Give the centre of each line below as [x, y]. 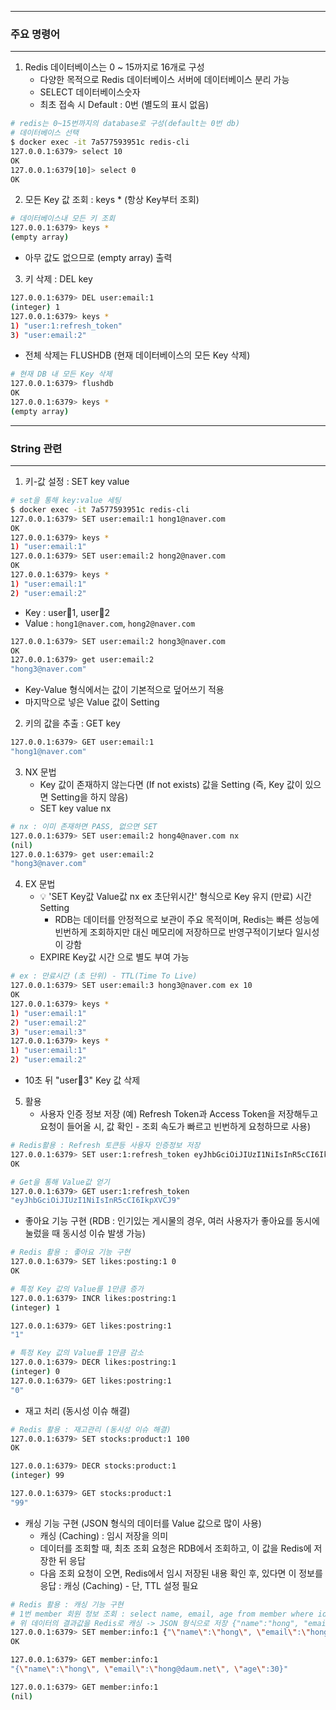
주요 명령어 [35, 34]
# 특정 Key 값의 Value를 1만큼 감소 [77, 1353]
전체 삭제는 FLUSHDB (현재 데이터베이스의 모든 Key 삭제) [137, 355]
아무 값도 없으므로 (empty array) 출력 [98, 258]
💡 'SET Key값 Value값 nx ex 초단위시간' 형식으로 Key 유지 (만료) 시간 [175, 897]
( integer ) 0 [35, 1372]
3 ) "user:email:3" [48, 1032]
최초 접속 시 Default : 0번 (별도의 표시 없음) [124, 105]
